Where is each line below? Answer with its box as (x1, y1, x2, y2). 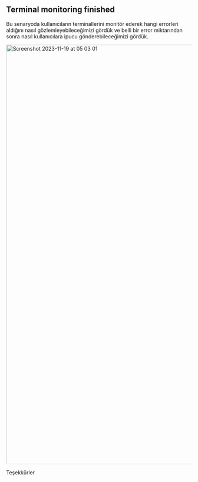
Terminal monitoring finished (6, 5, 115, 15)
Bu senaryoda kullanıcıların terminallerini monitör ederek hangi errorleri (6, 20, 179, 27)
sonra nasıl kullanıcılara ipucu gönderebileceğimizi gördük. (6, 32, 148, 40)
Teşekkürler (6, 468, 35, 476)
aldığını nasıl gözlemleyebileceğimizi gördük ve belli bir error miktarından (6, 27, 183, 34)
